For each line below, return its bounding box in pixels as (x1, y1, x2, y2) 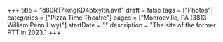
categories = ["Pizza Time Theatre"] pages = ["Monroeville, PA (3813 (7, 13, 207, 22)
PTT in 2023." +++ (7, 28, 61, 36)
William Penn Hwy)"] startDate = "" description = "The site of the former (7, 21, 216, 29)
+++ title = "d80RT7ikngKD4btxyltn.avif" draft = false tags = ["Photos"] (7, 6, 214, 14)
